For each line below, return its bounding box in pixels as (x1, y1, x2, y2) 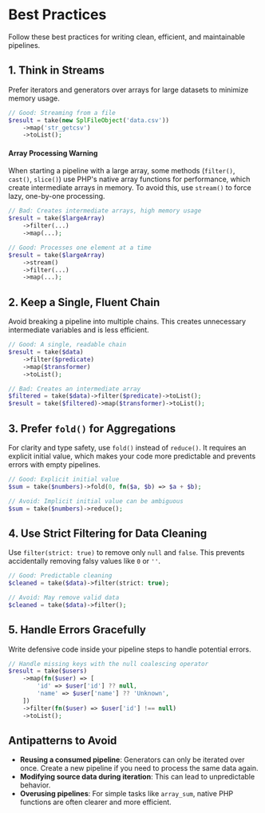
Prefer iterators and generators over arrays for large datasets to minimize (8, 85, 249, 94)
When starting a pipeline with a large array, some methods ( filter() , (8, 166, 235, 176)
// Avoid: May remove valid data (8, 593, 120, 602)
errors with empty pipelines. (8, 459, 101, 469)
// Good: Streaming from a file (8, 109, 116, 117)
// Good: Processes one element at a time (8, 244, 152, 252)
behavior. (19, 780, 51, 790)
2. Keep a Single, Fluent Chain (8, 295, 160, 309)
